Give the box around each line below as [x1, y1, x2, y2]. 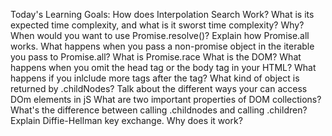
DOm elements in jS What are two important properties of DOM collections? [10, 94, 322, 105]
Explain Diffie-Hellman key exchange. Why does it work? [10, 115, 243, 126]
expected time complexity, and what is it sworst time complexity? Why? [10, 19, 305, 31]
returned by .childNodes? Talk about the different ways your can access [10, 83, 308, 94]
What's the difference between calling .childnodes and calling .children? [10, 104, 308, 116]
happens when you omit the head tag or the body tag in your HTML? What [10, 62, 317, 73]
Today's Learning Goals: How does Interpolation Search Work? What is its [10, 9, 315, 20]
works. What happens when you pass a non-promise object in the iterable [10, 40, 315, 52]
